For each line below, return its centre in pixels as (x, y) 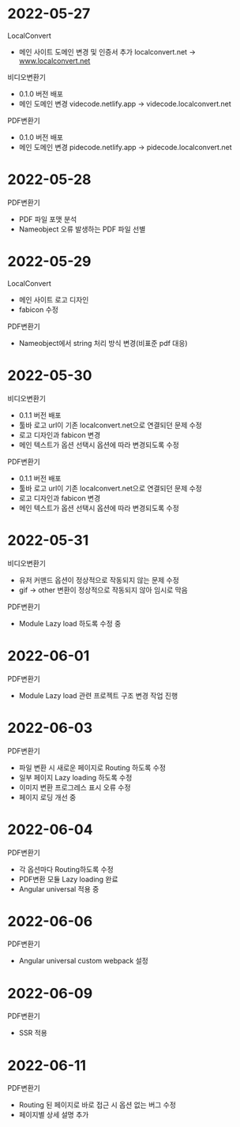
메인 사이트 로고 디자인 (54, 299)
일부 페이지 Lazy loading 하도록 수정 (75, 777)
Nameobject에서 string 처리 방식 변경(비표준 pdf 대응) (103, 343)
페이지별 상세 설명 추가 (54, 1115)
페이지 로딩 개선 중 (47, 797)
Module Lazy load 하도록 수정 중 (70, 623)
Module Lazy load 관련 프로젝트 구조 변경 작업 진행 (98, 695)
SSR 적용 (33, 1033)
